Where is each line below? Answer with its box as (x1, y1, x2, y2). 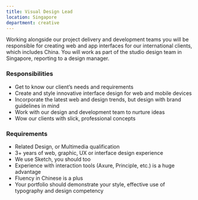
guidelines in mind (14, 102, 60, 109)
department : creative (6, 20, 60, 26)
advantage (14, 168, 41, 175)
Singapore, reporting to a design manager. (6, 55, 110, 62)
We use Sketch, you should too (14, 155, 91, 163)
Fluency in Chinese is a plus (14, 174, 84, 182)
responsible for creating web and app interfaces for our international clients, (6, 42, 193, 49)
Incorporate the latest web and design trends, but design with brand (14, 96, 181, 103)
